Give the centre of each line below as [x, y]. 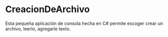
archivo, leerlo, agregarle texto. [38, 28]
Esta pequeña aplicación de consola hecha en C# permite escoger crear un [84, 23]
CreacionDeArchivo [47, 9]
